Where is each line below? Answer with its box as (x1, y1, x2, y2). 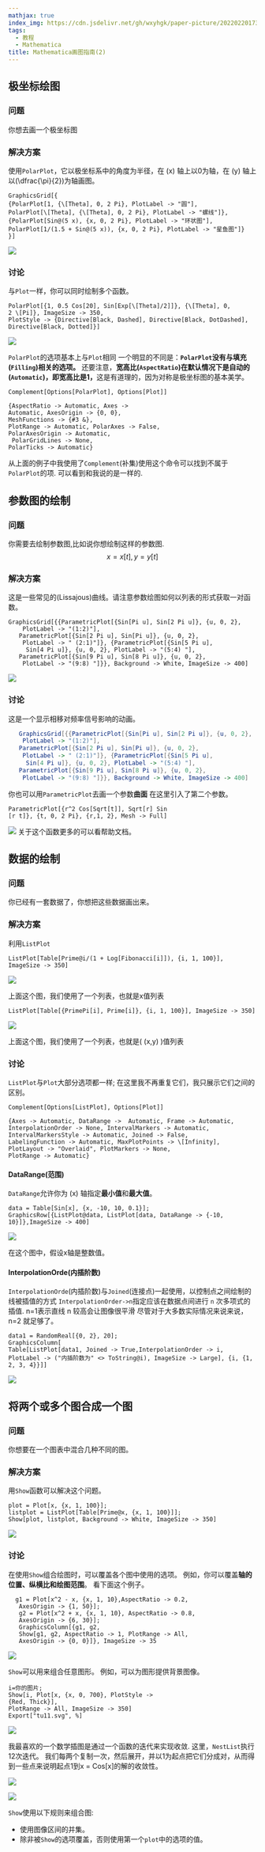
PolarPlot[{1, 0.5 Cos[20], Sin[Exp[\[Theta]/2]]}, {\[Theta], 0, (8, 302, 231, 310)
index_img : (8, 19, 44, 27)
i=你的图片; (8, 1683, 43, 1692)
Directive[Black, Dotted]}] (8, 323, 101, 331)
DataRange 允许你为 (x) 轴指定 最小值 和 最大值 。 (8, 1189, 157, 1198)
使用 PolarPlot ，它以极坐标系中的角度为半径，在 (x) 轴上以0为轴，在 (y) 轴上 (8, 165, 256, 175)
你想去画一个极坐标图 (8, 124, 77, 135)
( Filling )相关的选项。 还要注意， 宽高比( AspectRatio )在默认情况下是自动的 (8, 362, 250, 372)
